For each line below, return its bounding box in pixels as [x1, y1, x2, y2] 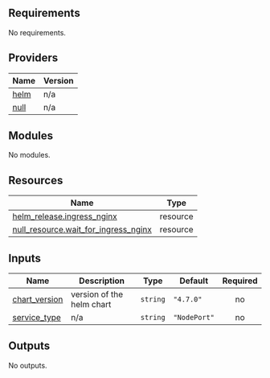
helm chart [71, 299, 112, 310]
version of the [71, 289, 124, 300]
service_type [12, 312, 62, 323]
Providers [8, 51, 59, 65]
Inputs [8, 251, 42, 265]
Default [179, 275, 209, 286]
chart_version [12, 294, 63, 305]
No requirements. [8, 27, 67, 37]
